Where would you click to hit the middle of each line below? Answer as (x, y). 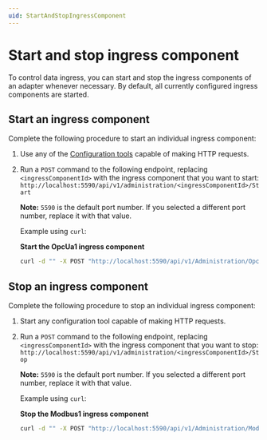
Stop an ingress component (79, 286)
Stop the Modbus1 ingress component (84, 414)
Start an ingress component (79, 119)
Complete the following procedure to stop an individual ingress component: (132, 306)
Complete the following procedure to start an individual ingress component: (132, 139)
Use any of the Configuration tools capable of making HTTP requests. (134, 154)
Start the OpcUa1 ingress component (82, 247)
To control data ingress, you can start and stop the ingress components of (130, 77)
